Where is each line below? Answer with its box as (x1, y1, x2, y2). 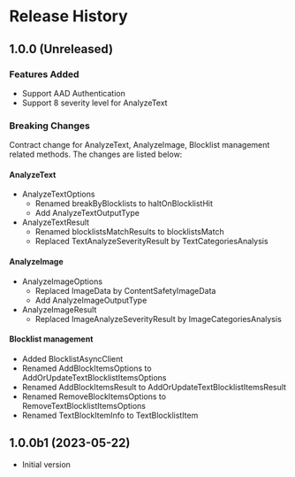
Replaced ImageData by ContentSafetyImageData (34, 285, 216, 296)
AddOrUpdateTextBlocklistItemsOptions (21, 372, 167, 382)
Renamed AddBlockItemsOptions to (21, 363, 152, 373)
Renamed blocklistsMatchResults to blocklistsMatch (34, 227, 224, 237)
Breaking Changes (9, 119, 91, 132)
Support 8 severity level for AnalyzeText (21, 97, 168, 108)
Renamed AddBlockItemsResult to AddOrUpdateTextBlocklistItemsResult (21, 381, 287, 392)
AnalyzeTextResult (21, 217, 90, 227)
